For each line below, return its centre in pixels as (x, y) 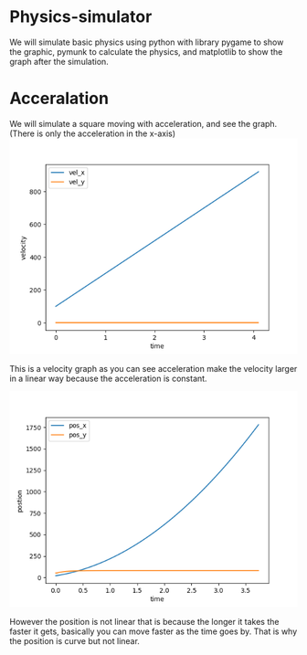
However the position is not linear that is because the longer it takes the (144, 621)
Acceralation (59, 99)
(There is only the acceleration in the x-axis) (93, 133)
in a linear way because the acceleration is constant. (108, 378)
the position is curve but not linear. (74, 640)
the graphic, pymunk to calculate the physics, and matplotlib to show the (146, 51)
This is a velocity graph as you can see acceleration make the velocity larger (153, 368)
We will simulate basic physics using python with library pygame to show (147, 42)
